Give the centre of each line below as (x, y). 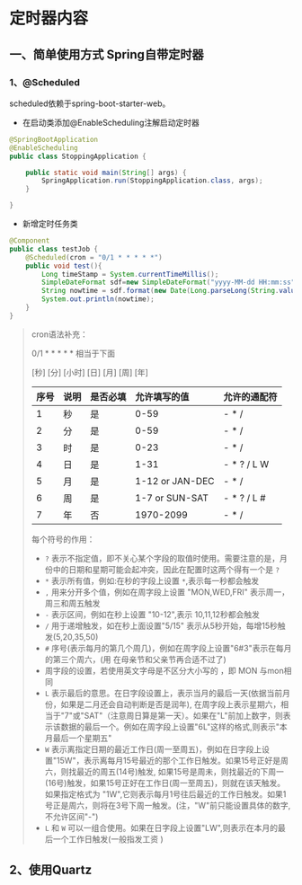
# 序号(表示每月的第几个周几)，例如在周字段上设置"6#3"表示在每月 (168, 648)
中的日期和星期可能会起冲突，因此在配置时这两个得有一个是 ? (166, 569)
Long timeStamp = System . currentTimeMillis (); (130, 274)
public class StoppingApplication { (78, 156)
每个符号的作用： (63, 539)
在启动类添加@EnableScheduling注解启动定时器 (111, 122)
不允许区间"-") (71, 816)
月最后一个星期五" (78, 738)
